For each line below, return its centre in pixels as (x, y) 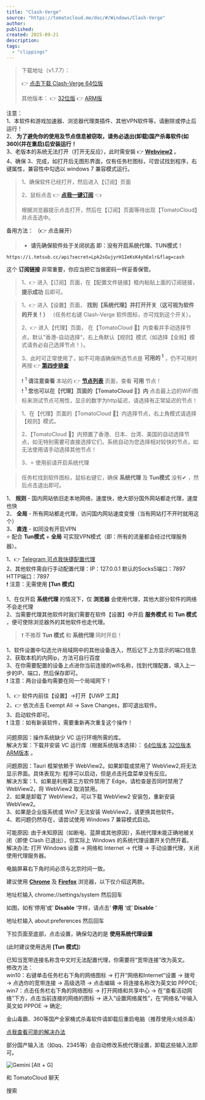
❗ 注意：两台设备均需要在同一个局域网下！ (59, 680)
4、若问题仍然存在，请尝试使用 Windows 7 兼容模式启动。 (80, 819)
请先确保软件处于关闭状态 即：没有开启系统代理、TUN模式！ (107, 245)
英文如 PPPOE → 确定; (34, 1006)
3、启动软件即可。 (30, 715)
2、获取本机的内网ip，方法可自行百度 (53, 658)
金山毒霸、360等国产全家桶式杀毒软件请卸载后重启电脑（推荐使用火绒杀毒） (102, 1018)
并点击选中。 (37, 217)
